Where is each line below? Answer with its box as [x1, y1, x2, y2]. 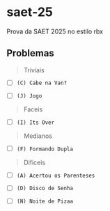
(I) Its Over [16, 119, 55, 126]
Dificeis [23, 158, 46, 166]
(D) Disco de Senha [16, 185, 74, 192]
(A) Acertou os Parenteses [16, 172, 95, 179]
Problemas [6, 47, 55, 59]
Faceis [23, 105, 43, 114]
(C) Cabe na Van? [16, 79, 68, 87]
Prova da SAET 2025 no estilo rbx [6, 27, 104, 36]
